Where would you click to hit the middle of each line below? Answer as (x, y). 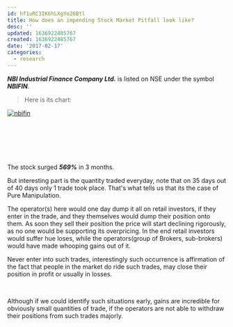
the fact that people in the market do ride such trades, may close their (107, 266)
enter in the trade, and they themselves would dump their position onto (109, 216)
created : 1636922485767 (42, 40)
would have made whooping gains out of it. (69, 246)
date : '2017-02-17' (35, 46)
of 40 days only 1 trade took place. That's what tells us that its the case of (113, 188)
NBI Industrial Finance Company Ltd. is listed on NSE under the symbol (111, 79)
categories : (24, 53)
